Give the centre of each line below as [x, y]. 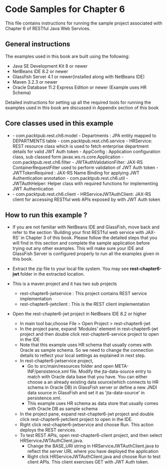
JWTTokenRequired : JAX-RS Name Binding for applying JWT [76, 173]
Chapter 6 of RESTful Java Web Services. [48, 28]
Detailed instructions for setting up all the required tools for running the [78, 102]
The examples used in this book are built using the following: [67, 56]
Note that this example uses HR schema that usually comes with [86, 345]
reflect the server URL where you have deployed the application [93, 451]
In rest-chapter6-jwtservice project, [57, 361]
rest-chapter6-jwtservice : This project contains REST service [83, 294]
